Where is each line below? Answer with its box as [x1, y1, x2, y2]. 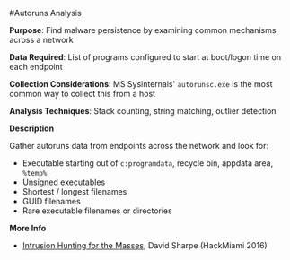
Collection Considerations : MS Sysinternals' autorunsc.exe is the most [9, 79, 273, 89]
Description [9, 123, 55, 134]
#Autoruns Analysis [9, 8, 83, 18]
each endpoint [9, 62, 63, 72]
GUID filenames [22, 196, 81, 206]
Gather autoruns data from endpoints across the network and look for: [9, 141, 269, 151]
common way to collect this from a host [9, 89, 155, 99]
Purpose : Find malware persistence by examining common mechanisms [9, 25, 277, 35]
